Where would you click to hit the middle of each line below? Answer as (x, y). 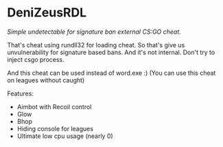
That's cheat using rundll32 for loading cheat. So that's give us (96, 45)
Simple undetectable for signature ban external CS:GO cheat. (94, 32)
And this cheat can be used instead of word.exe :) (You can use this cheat (111, 73)
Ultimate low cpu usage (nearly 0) (65, 136)
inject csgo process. (36, 59)
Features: (21, 93)
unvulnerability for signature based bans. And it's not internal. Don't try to (111, 52)
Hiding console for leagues (55, 128)
